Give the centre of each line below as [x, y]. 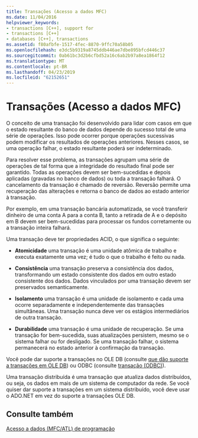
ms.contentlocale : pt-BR [37, 66]
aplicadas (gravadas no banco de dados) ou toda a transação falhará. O [94, 179]
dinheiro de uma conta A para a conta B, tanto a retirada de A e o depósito [97, 215]
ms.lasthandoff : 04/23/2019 [41, 72]
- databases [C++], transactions [47, 39]
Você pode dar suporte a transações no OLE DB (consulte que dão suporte [97, 359]
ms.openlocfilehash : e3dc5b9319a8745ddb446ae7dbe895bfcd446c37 [86, 50]
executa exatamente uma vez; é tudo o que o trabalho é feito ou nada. [100, 257]
